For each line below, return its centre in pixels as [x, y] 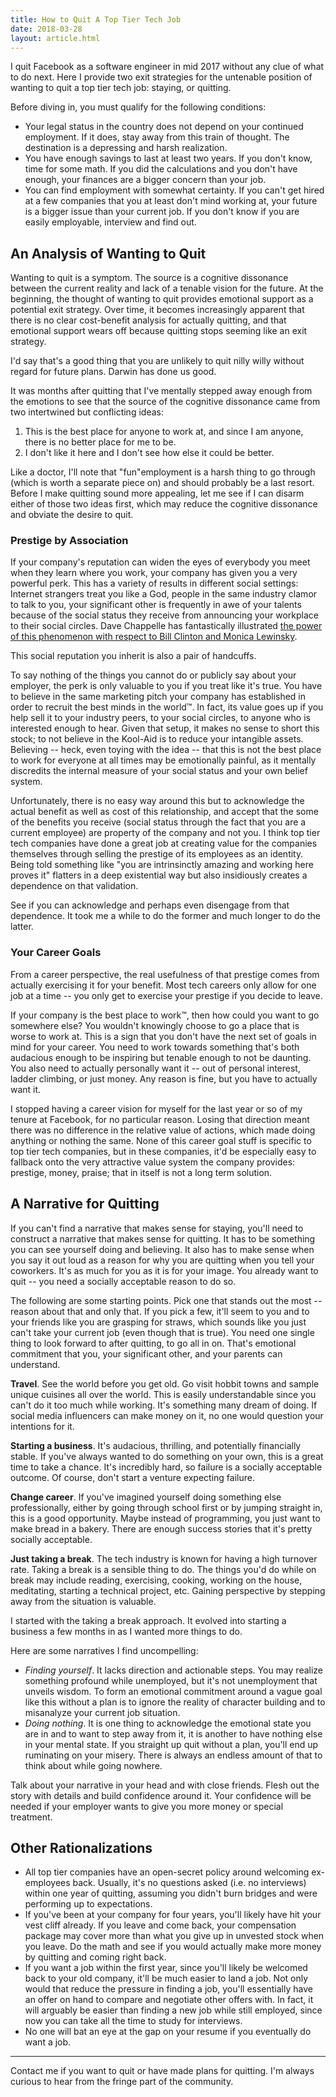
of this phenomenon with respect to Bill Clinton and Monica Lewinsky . [154, 637]
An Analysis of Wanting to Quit [108, 253]
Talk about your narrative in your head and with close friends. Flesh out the [165, 1785]
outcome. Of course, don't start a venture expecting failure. [132, 1477]
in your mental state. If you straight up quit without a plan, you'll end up [171, 1744]
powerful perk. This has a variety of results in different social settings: [154, 583]
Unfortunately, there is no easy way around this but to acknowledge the [157, 801]
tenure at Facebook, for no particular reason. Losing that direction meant [160, 1119]
